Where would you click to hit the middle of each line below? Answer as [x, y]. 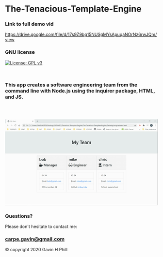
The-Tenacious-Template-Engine [73, 9]
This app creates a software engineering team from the [71, 85]
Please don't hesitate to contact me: [41, 227]
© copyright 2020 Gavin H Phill [36, 250]
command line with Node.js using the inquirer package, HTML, [80, 91]
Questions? [19, 216]
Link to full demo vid [29, 24]
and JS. [14, 97]
